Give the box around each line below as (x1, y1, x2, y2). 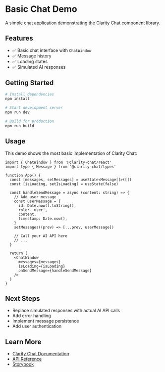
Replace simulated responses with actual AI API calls (12, 308, 120, 314)
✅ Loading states (12, 58, 48, 64)
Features (5, 34, 33, 43)
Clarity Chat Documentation (12, 351, 69, 357)
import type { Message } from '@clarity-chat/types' (5, 164, 116, 169)
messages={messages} (18, 259, 61, 264)
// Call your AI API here (14, 233, 68, 238)
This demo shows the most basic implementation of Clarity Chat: (5, 150, 137, 156)
